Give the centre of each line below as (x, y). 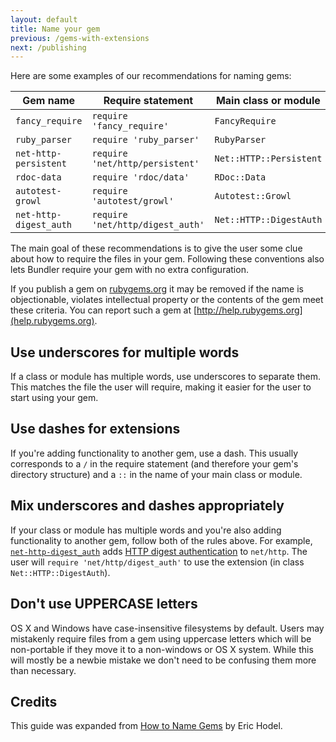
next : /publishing (48, 47)
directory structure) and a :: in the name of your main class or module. (156, 474)
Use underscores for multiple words (125, 352)
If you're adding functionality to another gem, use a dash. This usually (154, 453)
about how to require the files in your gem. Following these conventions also (167, 259)
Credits (34, 701)
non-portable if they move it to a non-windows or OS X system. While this (162, 649)
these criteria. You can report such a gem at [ (104, 310)
